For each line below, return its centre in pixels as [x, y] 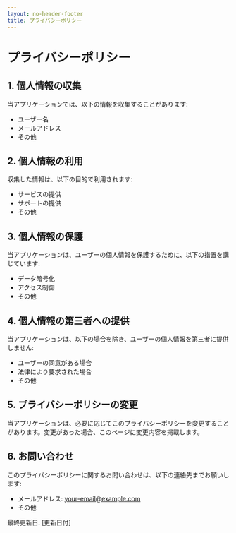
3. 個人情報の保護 [45, 236]
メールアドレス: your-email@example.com [79, 498]
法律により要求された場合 [55, 371]
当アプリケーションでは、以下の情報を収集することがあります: [98, 104]
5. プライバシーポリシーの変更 [73, 405]
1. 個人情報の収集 [44, 86]
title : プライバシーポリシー [45, 20]
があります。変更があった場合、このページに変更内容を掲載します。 [105, 432]
